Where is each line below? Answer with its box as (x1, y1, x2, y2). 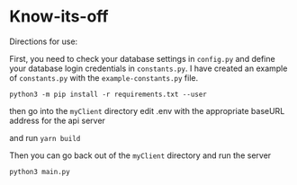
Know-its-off (9, 6, 109, 27)
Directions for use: (9, 36, 78, 47)
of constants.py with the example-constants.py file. (9, 72, 199, 83)
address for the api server (9, 115, 106, 126)
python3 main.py (9, 167, 70, 176)
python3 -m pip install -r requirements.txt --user (9, 90, 207, 99)
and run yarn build (9, 132, 81, 143)
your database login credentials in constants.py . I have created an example (9, 63, 288, 74)
